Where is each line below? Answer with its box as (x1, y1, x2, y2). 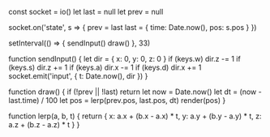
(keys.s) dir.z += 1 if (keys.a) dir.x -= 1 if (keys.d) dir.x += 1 (8, 62, 202, 72)
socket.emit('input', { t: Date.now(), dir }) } (8, 71, 148, 80)
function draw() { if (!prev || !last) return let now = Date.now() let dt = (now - (8, 87, 262, 96)
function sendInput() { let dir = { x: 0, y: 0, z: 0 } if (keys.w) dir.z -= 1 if (8, 54, 241, 63)
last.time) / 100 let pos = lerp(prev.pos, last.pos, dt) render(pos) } (8, 96, 226, 105)
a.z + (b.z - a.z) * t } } (8, 120, 80, 129)
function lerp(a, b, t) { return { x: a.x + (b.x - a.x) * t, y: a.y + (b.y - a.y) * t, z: (8, 111, 262, 121)
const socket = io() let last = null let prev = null (8, 7, 164, 16)
